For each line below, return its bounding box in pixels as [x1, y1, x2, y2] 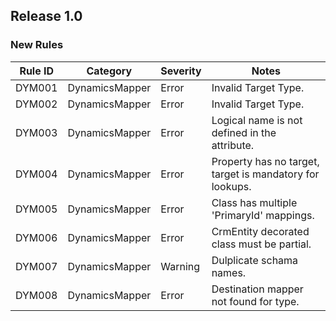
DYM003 [15, 125, 58, 139]
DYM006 [15, 230, 58, 244]
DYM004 [15, 167, 58, 181]
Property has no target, [211, 154, 320, 168]
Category [86, 64, 133, 78]
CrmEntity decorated [211, 224, 310, 238]
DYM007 [15, 259, 58, 273]
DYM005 [15, 202, 58, 216]
